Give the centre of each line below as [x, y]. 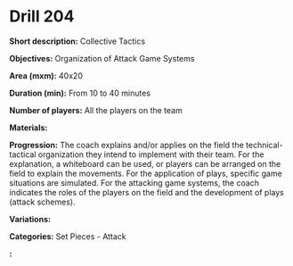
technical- [265, 145]
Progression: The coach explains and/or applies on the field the [127, 145]
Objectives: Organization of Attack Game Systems [102, 58]
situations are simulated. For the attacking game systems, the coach [134, 183]
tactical [23, 154]
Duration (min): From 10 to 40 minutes [80, 93]
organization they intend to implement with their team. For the [151, 154]
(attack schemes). [42, 202]
